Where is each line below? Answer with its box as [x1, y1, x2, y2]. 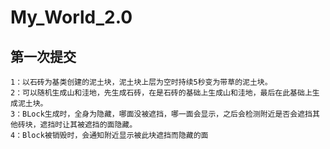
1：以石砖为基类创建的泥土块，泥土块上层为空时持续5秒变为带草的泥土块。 [10, 77, 273, 87]
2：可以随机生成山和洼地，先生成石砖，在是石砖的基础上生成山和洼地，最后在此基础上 [10, 88, 313, 98]
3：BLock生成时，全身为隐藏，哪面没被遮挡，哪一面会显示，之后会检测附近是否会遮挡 [10, 109, 313, 119]
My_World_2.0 [10, 6, 133, 29]
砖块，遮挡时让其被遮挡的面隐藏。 [17, 120, 138, 130]
